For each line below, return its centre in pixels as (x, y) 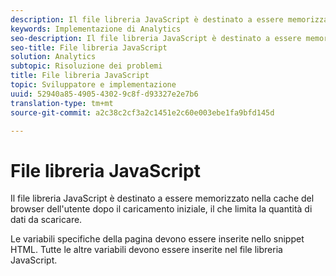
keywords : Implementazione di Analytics (96, 29)
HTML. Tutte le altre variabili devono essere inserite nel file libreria (146, 250)
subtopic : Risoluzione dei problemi (86, 66)
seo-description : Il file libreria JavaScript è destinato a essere (156, 38)
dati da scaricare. (46, 220)
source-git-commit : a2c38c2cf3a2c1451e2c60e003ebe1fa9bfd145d (142, 112)
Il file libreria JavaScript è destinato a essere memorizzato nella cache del (162, 198)
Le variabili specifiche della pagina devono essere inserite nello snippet (157, 239)
